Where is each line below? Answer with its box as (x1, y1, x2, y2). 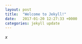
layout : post (5, 7, 32, 12)
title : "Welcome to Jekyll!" (5, 12, 67, 17)
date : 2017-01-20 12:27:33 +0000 (5, 16, 78, 21)
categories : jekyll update (5, 21, 60, 26)
